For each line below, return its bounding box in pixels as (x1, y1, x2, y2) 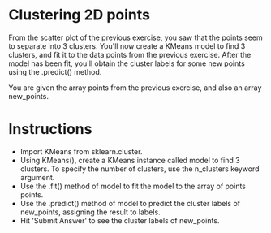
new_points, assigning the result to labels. (19, 207, 161, 217)
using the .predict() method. (8, 67, 102, 76)
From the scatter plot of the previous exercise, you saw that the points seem (8, 32, 264, 42)
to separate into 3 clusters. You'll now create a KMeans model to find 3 (8, 41, 246, 50)
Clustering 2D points (8, 6, 151, 24)
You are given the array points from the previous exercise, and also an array (8, 83, 262, 93)
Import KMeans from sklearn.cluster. (19, 146, 143, 156)
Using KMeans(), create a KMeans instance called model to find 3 (19, 155, 241, 165)
